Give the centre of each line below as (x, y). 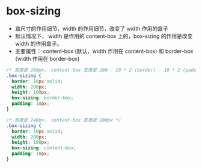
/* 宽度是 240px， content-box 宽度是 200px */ (64, 120)
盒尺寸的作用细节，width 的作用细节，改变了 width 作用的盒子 (91, 28)
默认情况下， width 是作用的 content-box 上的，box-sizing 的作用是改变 (104, 36)
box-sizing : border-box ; (43, 98)
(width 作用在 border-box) (47, 58)
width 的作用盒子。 (38, 43)
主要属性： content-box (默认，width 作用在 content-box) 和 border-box (104, 51)
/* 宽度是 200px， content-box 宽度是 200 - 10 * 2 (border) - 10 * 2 (93, 70)
